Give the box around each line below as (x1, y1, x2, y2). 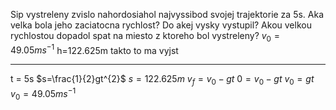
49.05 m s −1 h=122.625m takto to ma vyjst (10, 42, 179, 56)
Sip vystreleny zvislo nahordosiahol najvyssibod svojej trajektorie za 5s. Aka (10, 9, 325, 20)
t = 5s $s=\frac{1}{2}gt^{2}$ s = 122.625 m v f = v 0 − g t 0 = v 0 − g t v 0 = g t (10, 73, 315, 88)
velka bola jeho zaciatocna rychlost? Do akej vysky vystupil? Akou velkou (10, 19, 312, 31)
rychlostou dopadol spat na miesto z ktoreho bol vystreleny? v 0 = (10, 30, 280, 44)
